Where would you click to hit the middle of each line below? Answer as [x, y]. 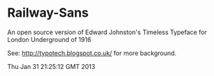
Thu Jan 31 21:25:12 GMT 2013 [51, 66]
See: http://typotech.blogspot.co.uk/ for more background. [92, 53]
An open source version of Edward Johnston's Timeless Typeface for [107, 32]
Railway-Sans [48, 13]
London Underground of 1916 [49, 39]
